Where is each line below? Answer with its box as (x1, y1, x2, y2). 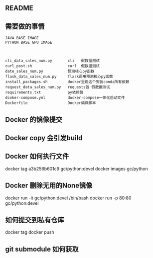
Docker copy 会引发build (5, 134, 83, 142)
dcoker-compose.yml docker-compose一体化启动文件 (5, 95, 125, 100)
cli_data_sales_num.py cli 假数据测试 (5, 58, 100, 64)
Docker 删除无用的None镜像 (5, 181, 93, 190)
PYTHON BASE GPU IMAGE (5, 40, 52, 45)
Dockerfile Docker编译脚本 (5, 100, 96, 106)
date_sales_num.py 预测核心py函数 (5, 69, 95, 74)
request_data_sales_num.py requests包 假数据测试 (5, 85, 111, 90)
